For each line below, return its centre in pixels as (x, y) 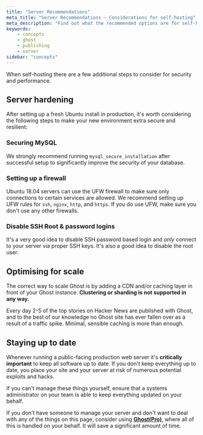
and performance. (29, 81)
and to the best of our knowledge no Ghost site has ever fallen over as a (96, 317)
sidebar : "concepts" (32, 57)
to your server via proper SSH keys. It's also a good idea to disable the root (100, 246)
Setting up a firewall (36, 178)
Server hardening (40, 100)
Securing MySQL (32, 143)
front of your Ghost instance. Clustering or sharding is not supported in (96, 293)
